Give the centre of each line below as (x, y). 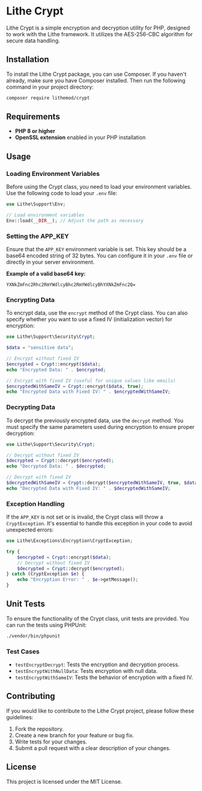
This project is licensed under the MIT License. (64, 781)
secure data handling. (33, 40)
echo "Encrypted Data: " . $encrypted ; (56, 370)
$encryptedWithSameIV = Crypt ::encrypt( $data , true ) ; (75, 386)
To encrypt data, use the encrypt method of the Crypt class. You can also (97, 313)
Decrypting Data (31, 407)
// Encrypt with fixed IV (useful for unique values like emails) (91, 381)
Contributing (31, 696)
